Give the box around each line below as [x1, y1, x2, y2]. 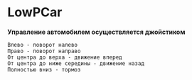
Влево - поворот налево [7, 41, 78, 48]
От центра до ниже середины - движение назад [7, 59, 144, 67]
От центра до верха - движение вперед [7, 54, 122, 61]
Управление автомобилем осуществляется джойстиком [7, 28, 186, 36]
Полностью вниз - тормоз [7, 66, 81, 73]
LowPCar [7, 4, 63, 21]
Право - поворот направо [7, 47, 81, 55]
